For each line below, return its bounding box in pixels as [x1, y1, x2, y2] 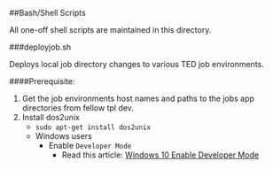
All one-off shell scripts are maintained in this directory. [9, 25, 212, 35]
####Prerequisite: [9, 76, 75, 87]
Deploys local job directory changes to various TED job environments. [9, 59, 264, 69]
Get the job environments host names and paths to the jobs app [21, 93, 255, 104]
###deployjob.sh [9, 42, 72, 52]
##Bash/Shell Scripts [9, 8, 86, 18]
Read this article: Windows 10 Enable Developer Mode [61, 150, 260, 160]
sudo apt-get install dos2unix [35, 123, 152, 132]
